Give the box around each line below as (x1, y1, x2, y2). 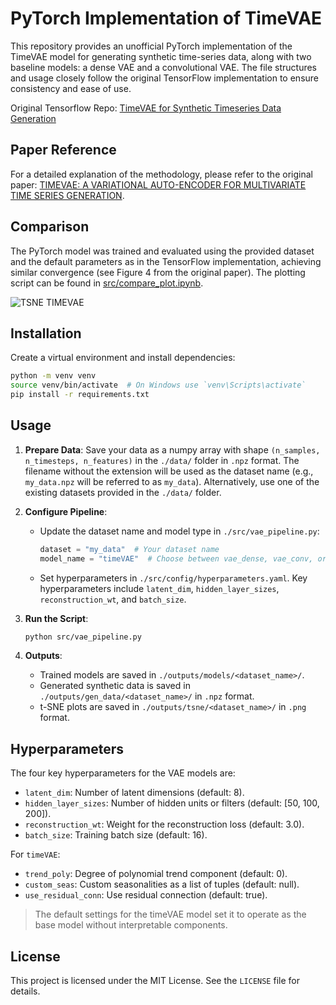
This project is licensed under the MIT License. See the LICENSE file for (10, 975, 300, 987)
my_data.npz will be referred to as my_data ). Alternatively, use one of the (24, 475, 320, 487)
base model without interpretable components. (34, 919, 228, 931)
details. (10, 985, 41, 997)
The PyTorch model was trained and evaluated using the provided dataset (10, 245, 315, 257)
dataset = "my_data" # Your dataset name (39, 544, 220, 554)
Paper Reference (10, 142, 117, 159)
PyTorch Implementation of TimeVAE (10, 7, 323, 30)
